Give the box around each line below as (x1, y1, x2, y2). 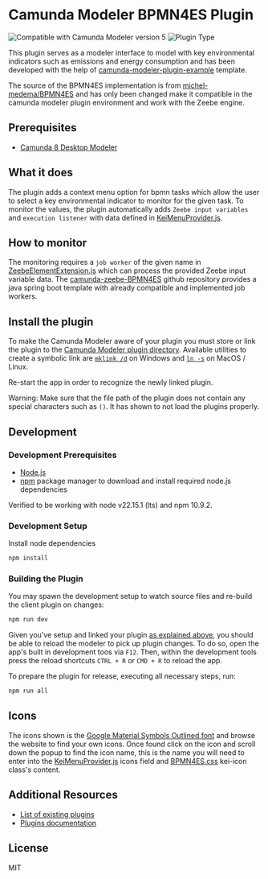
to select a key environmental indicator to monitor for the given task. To (8, 196, 244, 205)
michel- (182, 80, 209, 90)
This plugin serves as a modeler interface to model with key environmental (8, 47, 255, 57)
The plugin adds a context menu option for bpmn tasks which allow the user (8, 187, 260, 196)
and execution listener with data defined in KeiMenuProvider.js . (8, 213, 223, 222)
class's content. (8, 765, 61, 774)
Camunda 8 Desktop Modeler (19, 142, 118, 152)
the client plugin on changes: (8, 600, 104, 609)
